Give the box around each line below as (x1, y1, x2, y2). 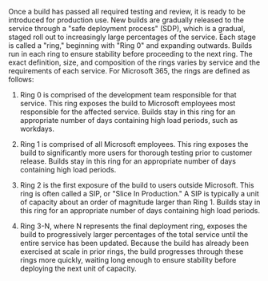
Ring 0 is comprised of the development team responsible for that (19, 90, 237, 99)
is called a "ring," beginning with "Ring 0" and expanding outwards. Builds (8, 41, 253, 50)
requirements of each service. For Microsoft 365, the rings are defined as (8, 66, 250, 75)
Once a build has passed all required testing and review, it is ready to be (8, 7, 246, 16)
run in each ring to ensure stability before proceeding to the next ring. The (8, 49, 254, 58)
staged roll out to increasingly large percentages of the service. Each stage (8, 32, 256, 42)
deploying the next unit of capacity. (19, 263, 138, 273)
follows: (8, 75, 34, 84)
